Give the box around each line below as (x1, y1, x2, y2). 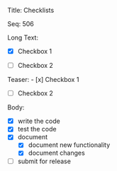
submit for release (17, 157, 71, 165)
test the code (17, 125, 57, 134)
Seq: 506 (7, 20, 34, 28)
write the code (17, 117, 60, 126)
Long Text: (7, 33, 39, 42)
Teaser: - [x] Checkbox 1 (7, 76, 79, 84)
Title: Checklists (7, 6, 55, 14)
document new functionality (28, 141, 111, 149)
